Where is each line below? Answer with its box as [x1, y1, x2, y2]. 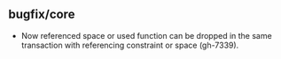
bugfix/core [8, 7, 75, 22]
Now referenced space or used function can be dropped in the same [20, 30, 272, 41]
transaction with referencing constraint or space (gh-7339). [20, 40, 239, 50]
